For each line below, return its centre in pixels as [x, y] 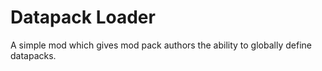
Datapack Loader [83, 17]
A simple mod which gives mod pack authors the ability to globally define [161, 45]
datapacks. [33, 55]
